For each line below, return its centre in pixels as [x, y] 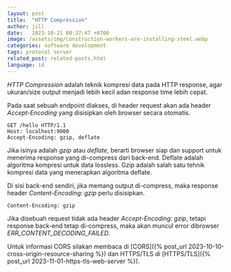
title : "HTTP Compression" [48, 20]
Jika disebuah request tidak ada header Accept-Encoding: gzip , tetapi [107, 218]
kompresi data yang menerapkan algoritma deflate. [80, 172]
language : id [26, 65]
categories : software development [57, 46]
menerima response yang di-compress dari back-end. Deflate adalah [105, 157]
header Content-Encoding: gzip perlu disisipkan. [76, 193]
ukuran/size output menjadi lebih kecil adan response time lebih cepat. [108, 92]
